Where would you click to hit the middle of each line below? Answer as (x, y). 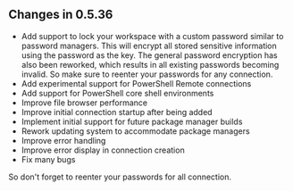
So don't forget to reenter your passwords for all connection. (120, 177)
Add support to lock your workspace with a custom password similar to (152, 36)
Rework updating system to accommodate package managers (136, 131)
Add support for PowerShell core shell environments (117, 93)
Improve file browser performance (84, 103)
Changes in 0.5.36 (61, 15)
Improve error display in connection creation (103, 150)
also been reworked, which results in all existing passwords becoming (150, 64)
